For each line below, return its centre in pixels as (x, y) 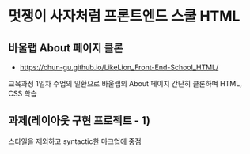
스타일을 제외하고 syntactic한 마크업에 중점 (75, 141)
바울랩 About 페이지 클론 (66, 48)
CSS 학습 (23, 93)
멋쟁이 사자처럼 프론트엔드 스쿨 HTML (124, 16)
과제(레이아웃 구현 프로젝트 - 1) (79, 120)
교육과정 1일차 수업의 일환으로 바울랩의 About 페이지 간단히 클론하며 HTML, (125, 83)
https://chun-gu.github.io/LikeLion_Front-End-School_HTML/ (119, 67)
